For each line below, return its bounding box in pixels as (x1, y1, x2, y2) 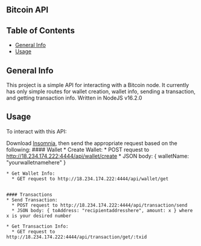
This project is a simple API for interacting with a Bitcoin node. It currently (6, 82, 189, 89)
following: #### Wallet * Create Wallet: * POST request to (6, 146, 150, 153)
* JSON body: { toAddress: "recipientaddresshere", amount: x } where (11, 207, 193, 213)
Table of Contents (6, 25, 75, 36)
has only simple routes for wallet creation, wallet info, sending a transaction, (6, 88, 196, 95)
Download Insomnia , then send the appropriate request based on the (6, 139, 177, 147)
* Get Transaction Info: (6, 223, 69, 229)
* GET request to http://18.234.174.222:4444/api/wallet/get (11, 175, 169, 182)
